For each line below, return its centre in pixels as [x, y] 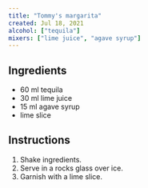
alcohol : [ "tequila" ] [44, 30]
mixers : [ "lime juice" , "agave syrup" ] [75, 38]
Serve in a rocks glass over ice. [72, 168]
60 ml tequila [41, 90]
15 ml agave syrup [50, 107]
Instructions [39, 140]
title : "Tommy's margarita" [55, 16]
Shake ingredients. [51, 159]
